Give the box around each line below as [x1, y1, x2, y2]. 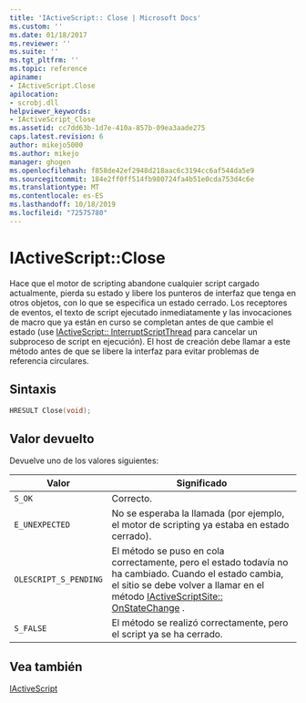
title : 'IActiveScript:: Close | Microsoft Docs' [9, 13, 202, 23]
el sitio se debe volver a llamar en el [111, 579, 265, 592]
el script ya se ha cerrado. [111, 628, 223, 641]
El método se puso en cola [111, 544, 225, 557]
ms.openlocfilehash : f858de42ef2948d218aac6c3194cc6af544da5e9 [9, 166, 255, 175]
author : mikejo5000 [9, 140, 84, 150]
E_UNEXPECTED [14, 520, 71, 530]
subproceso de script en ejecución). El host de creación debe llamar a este [9, 336, 291, 346]
